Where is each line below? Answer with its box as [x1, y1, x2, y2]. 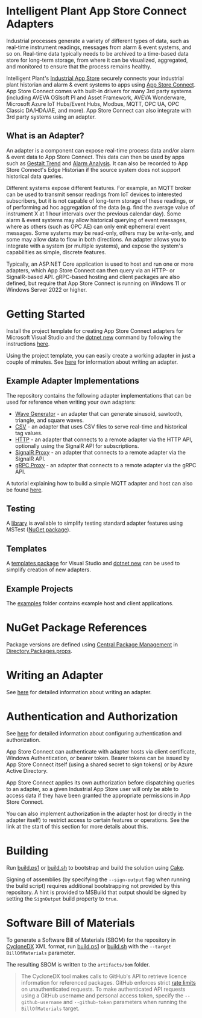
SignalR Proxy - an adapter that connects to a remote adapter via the [14, 448, 186, 456]
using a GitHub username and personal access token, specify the [21, 991, 184, 999]
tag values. [14, 429, 43, 436]
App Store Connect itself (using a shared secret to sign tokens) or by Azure [6, 761, 193, 768]
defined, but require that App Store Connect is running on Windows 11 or [6, 280, 186, 287]
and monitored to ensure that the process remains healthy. [6, 62, 152, 70]
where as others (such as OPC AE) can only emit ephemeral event [6, 223, 171, 230]
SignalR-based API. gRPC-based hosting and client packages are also [6, 273, 180, 280]
